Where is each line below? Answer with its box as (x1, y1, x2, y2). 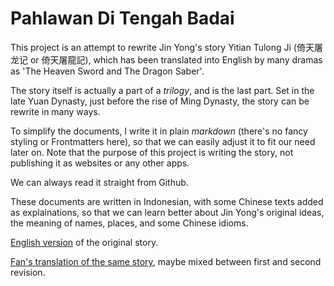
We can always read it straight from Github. (10, 176, 189, 188)
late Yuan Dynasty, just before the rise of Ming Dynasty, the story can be (10, 95, 310, 107)
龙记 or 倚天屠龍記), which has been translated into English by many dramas (10, 53, 323, 66)
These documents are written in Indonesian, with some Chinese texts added (10, 195, 324, 207)
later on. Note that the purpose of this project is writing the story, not (10, 146, 294, 158)
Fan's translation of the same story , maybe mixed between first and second (10, 255, 322, 267)
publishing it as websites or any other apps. (10, 157, 190, 169)
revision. (10, 266, 46, 278)
